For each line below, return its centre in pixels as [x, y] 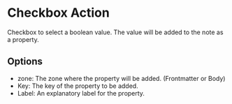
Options [25, 62]
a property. [23, 39]
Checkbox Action [58, 13]
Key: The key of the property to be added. [78, 86]
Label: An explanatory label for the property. [81, 93]
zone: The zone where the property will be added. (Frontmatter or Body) [121, 78]
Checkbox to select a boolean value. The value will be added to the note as [115, 32]
